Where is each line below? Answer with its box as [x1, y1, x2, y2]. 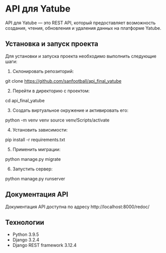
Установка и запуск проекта [5, 40, 99, 48]
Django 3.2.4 [12, 237, 40, 243]
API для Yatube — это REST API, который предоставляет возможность [5, 20, 156, 26]
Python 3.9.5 [12, 231, 39, 237]
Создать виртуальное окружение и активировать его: [12, 107, 129, 113]
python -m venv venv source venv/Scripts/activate [5, 117, 110, 123]
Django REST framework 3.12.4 [12, 242, 77, 248]
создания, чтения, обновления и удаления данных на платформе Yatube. [5, 25, 161, 31]
